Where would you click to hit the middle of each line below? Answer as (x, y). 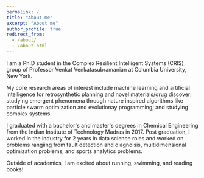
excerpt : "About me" (33, 23)
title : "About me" (30, 18)
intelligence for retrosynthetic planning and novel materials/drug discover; (99, 94)
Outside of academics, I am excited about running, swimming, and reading (100, 163)
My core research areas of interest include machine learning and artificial (98, 87)
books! (15, 169)
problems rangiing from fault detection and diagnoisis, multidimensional (96, 145)
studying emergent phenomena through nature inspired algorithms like (95, 100)
